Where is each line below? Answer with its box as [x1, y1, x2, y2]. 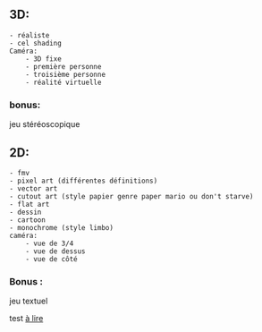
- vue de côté [25, 254, 78, 263]
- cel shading [9, 38, 63, 47]
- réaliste [9, 30, 50, 39]
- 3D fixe [25, 54, 63, 64]
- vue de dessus [25, 246, 87, 256]
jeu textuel [9, 295, 48, 307]
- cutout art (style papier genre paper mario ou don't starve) [9, 192, 254, 200]
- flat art [9, 200, 50, 209]
